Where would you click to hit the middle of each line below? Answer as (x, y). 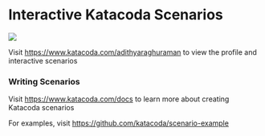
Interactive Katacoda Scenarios (116, 15)
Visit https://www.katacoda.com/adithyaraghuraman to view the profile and (132, 52)
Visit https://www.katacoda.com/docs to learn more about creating (119, 99)
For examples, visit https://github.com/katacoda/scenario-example (118, 123)
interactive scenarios (43, 60)
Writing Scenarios (44, 81)
